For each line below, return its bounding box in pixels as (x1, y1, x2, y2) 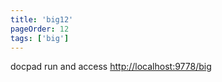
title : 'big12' (10, 14, 74, 25)
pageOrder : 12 (10, 24, 70, 34)
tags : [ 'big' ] (10, 33, 70, 43)
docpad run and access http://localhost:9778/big (10, 61, 212, 73)
